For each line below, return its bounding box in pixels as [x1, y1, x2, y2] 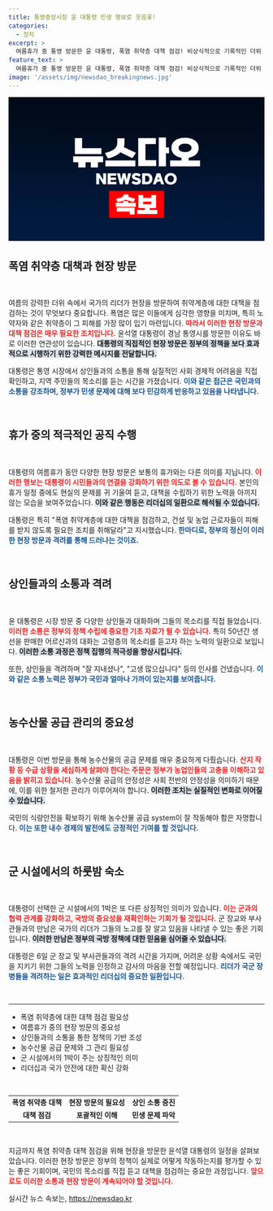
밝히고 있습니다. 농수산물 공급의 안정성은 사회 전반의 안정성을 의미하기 [23, 775, 245, 785]
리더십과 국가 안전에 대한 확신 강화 [19, 1063, 129, 1073]
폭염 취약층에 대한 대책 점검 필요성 [19, 1013, 129, 1022]
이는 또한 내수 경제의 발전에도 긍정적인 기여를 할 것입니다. [19, 822, 199, 833]
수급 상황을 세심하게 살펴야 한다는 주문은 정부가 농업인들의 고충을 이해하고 [24, 764, 257, 774]
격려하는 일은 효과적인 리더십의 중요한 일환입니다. [29, 972, 185, 982]
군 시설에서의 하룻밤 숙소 [8, 865, 124, 878]
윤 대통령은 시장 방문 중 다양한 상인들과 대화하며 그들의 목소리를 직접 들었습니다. [8, 616, 262, 625]
